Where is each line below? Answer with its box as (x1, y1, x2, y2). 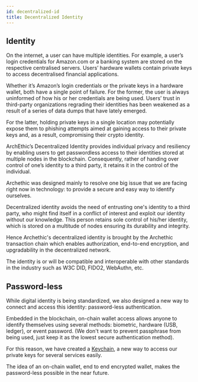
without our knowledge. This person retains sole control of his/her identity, (6, 216, 188, 223)
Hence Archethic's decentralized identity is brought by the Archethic (6, 234, 173, 241)
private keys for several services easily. (6, 352, 102, 359)
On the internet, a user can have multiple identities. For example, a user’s (6, 52, 184, 59)
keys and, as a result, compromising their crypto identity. (6, 131, 145, 139)
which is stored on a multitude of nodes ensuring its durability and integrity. (6, 223, 190, 230)
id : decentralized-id (6, 8, 60, 15)
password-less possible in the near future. (6, 370, 109, 377)
